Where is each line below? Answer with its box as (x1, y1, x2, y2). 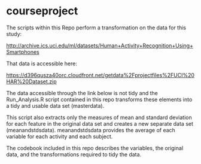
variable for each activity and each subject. (6, 133, 113, 140)
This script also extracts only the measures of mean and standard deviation (6, 114, 193, 121)
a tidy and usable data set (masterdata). (6, 102, 105, 109)
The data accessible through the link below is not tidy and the (6, 89, 159, 96)
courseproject (6, 4, 78, 18)
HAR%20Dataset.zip (6, 78, 57, 85)
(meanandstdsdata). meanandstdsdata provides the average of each (6, 126, 175, 133)
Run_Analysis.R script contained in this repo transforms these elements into (6, 96, 193, 103)
